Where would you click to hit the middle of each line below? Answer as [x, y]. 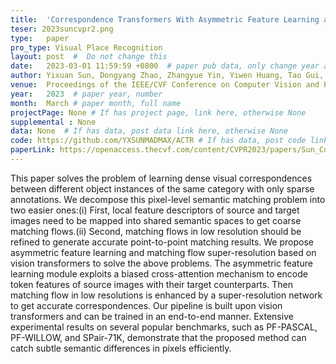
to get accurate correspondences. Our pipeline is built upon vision [146, 305]
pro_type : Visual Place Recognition [86, 47]
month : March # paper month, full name [96, 103]
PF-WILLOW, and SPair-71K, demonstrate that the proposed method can [158, 337]
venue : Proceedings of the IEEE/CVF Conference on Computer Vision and [165, 85]
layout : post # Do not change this [89, 57]
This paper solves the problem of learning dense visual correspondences [161, 178]
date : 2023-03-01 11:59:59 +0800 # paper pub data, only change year [165, 66]
